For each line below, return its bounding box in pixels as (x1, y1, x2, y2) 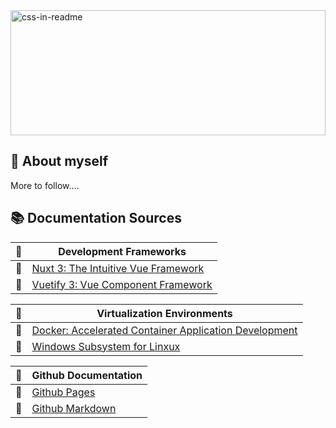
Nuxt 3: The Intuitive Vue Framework (31, 261, 205, 275)
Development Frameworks (58, 244, 187, 258)
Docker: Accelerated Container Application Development (31, 323, 298, 337)
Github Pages (31, 385, 96, 399)
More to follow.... (10, 179, 80, 191)
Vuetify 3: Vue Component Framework (31, 277, 213, 291)
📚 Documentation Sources (10, 210, 182, 227)
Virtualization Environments (96, 306, 233, 320)
